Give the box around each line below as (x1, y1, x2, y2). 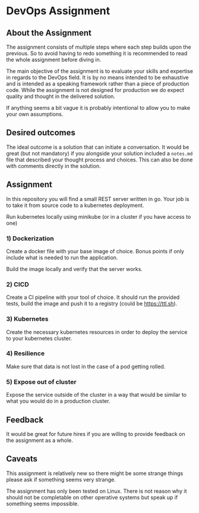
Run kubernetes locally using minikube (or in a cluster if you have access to (6, 213, 191, 220)
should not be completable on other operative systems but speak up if (6, 493, 178, 501)
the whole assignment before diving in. (6, 56, 102, 63)
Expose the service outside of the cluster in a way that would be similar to (6, 391, 187, 399)
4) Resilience (6, 349, 45, 358)
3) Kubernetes (6, 315, 49, 323)
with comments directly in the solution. (6, 162, 101, 170)
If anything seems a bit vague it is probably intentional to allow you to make (6, 104, 191, 111)
